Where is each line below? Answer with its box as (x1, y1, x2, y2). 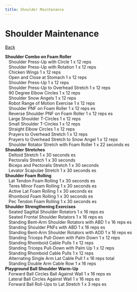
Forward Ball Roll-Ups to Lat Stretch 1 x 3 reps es (8, 281, 107, 287)
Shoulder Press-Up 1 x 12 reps (8, 79, 69, 85)
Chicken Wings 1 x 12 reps (8, 69, 61, 75)
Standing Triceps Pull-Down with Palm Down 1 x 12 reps (8, 235, 120, 240)
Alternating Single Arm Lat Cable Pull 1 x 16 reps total (8, 255, 115, 261)
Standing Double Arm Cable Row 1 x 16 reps (8, 260, 96, 266)
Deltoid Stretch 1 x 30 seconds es (8, 152, 76, 158)
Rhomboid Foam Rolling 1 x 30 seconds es (8, 193, 93, 199)
